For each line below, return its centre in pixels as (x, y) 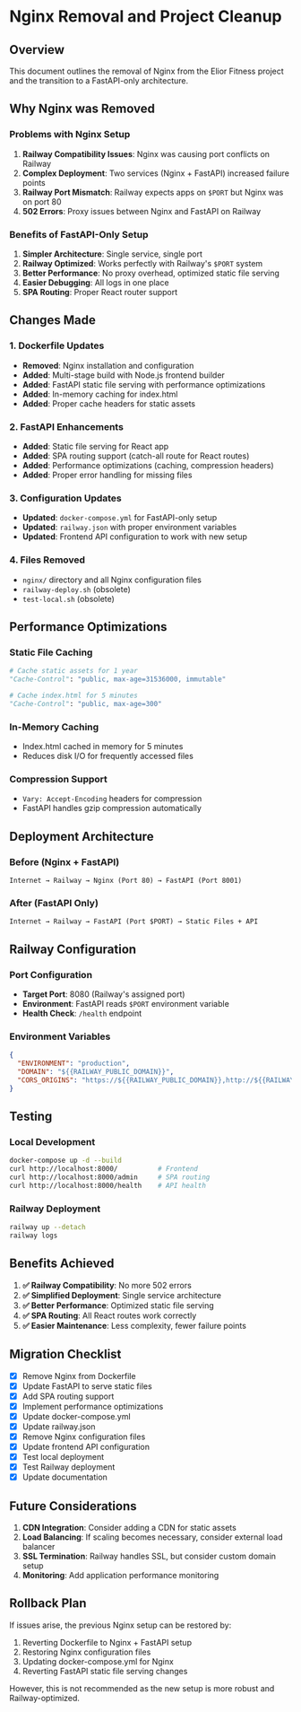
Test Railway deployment (69, 1467)
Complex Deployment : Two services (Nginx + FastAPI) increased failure (155, 173)
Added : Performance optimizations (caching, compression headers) (148, 465)
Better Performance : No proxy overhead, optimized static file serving (151, 273)
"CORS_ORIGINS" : (47, 1080)
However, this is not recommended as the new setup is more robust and (142, 1688)
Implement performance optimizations (93, 1406)
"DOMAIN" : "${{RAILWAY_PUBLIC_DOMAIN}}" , (96, 1072)
